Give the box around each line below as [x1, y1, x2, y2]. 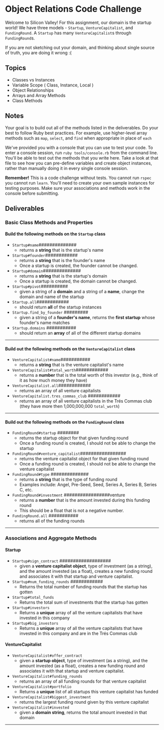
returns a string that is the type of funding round [19, 477, 118, 483]
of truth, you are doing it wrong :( [5, 50, 72, 56]
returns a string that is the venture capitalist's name [19, 362, 124, 368]
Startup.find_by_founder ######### [12, 309, 89, 315]
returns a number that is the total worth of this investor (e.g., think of [19, 372, 158, 378]
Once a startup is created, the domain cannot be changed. [19, 278, 137, 284]
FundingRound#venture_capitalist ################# [12, 450, 126, 457]
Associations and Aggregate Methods [5, 535, 97, 542]
